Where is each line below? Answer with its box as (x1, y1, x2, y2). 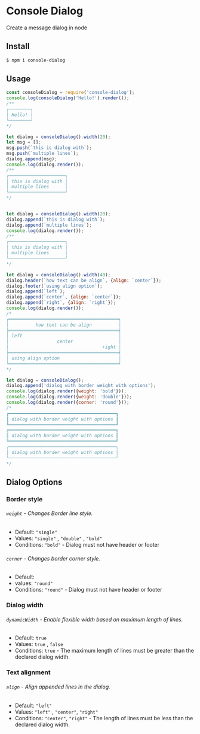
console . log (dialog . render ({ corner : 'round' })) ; (6, 400, 130, 406)
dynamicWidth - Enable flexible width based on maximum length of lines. (6, 616, 183, 623)
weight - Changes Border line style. (6, 510, 93, 517)
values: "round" (14, 580, 53, 587)
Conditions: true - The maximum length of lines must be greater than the (14, 647, 194, 654)
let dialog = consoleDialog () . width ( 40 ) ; (6, 272, 111, 278)
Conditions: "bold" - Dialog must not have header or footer (14, 541, 160, 549)
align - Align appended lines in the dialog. (6, 683, 110, 690)
